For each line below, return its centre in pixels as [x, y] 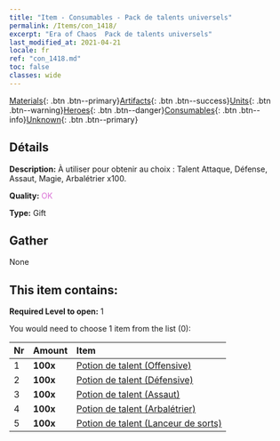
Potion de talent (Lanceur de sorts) [149, 423]
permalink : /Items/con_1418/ [63, 26]
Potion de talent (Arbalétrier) [136, 409]
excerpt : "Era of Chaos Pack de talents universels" [111, 34]
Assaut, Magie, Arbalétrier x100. [68, 178]
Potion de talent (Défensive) [135, 381]
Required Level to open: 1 [56, 311]
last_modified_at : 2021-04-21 [65, 42]
